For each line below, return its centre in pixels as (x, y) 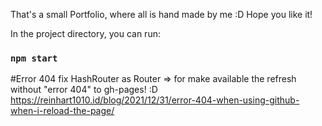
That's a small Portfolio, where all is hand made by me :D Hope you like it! (161, 14)
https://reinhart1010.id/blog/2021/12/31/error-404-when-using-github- (155, 100)
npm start (34, 58)
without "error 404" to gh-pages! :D (84, 90)
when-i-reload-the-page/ (62, 111)
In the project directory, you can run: (85, 33)
